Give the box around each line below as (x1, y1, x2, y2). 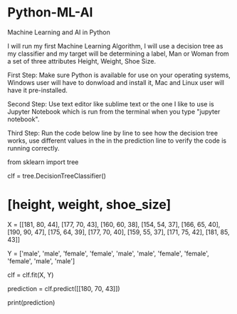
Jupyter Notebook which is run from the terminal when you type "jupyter (7, 107, 221, 116)
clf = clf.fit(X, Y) (7, 270, 54, 279)
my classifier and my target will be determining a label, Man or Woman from (7, 49, 229, 58)
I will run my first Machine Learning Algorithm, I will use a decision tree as (7, 41, 223, 50)
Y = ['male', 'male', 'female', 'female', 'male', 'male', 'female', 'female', (7, 249, 210, 258)
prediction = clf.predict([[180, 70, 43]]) (7, 284, 120, 293)
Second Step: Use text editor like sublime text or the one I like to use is (7, 99, 215, 108)
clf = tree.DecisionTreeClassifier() (7, 171, 107, 180)
